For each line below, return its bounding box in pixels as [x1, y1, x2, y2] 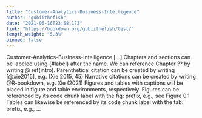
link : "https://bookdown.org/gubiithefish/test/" [6, 25, 135, 32]
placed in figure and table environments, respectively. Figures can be [6, 86, 180, 93]
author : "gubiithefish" [6, 15, 67, 21]
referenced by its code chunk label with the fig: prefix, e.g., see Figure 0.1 [6, 92, 190, 99]
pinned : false [6, 37, 42, 43]
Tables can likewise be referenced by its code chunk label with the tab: [6, 99, 184, 106]
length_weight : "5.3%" [6, 31, 64, 38]
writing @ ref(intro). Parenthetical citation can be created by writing [6, 67, 175, 73]
